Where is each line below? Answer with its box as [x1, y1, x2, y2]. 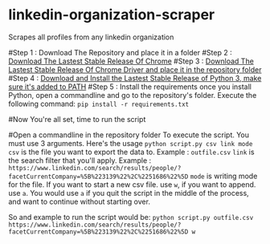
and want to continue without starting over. [8, 197, 151, 206]
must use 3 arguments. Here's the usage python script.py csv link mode [8, 138, 253, 148]
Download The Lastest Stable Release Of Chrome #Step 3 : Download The [8, 56, 255, 66]
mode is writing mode [190, 171, 258, 181]
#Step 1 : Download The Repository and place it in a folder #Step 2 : [8, 47, 232, 57]
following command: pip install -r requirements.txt [8, 99, 190, 108]
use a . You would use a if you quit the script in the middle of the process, [8, 188, 249, 197]
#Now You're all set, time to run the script [8, 114, 146, 124]
